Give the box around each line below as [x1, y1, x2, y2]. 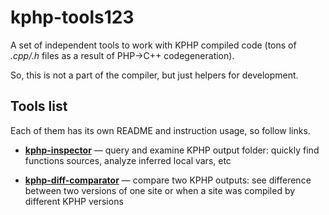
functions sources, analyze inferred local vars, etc [24, 154, 232, 166]
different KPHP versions [24, 195, 124, 207]
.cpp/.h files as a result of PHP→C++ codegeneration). [10, 49, 235, 61]
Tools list [10, 98, 68, 115]
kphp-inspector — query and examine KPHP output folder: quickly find [24, 144, 320, 156]
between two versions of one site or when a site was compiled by [24, 184, 296, 196]
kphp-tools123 [10, 6, 135, 29]
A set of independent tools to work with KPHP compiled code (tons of [10, 39, 297, 51]
